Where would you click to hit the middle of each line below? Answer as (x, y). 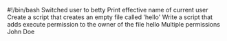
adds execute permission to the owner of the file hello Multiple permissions (113, 24)
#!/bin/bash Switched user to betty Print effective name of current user (108, 10)
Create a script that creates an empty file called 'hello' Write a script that (110, 17)
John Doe (21, 31)
